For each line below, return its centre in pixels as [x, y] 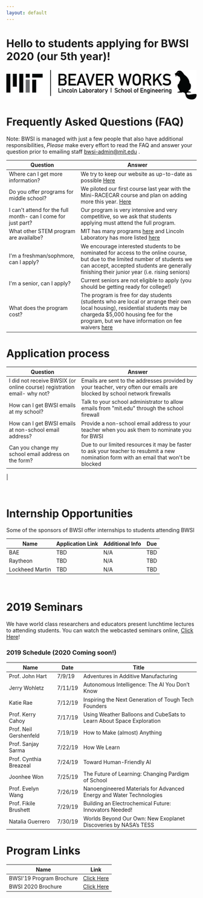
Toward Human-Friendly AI [117, 762]
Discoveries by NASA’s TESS [119, 825]
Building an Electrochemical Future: [127, 804]
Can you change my [34, 447]
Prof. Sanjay [24, 744]
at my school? [26, 411]
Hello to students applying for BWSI [98, 43]
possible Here [98, 180]
